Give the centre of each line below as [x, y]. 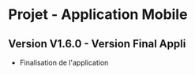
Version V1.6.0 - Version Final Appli [97, 44]
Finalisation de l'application [64, 62]
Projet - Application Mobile [98, 15]
